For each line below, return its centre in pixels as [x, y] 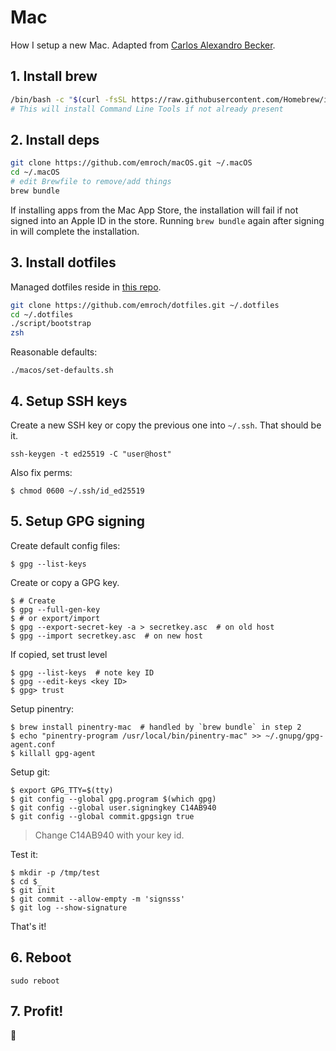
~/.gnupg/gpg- [295, 736]
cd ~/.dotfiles [42, 314]
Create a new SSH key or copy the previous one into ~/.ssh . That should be [166, 425]
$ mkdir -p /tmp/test [55, 872]
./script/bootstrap [51, 324]
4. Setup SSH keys [69, 401]
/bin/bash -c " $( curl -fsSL [69, 99]
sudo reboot [35, 981]
